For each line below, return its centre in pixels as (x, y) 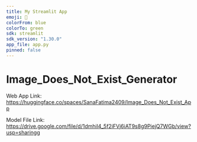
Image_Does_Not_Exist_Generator (92, 79)
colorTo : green (25, 28)
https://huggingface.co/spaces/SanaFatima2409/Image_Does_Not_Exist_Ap (99, 102)
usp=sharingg (23, 132)
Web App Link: (24, 96)
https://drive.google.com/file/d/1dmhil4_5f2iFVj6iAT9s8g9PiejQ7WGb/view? (98, 126)
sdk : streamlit (25, 34)
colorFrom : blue (26, 22)
